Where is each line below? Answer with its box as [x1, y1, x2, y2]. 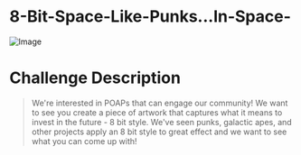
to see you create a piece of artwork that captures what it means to [31, 106, 283, 118]
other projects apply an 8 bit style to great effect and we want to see [31, 126, 287, 137]
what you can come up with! [31, 135, 137, 146]
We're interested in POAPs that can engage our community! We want [31, 97, 288, 108]
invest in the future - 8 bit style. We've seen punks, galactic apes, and [31, 116, 292, 127]
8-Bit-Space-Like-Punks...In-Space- [9, 6, 292, 27]
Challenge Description [9, 68, 181, 88]
